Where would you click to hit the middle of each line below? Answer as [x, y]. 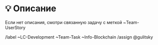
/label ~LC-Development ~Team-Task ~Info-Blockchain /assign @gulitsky [79, 37]
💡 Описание [31, 9]
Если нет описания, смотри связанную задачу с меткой [64, 22]
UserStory [15, 27]
